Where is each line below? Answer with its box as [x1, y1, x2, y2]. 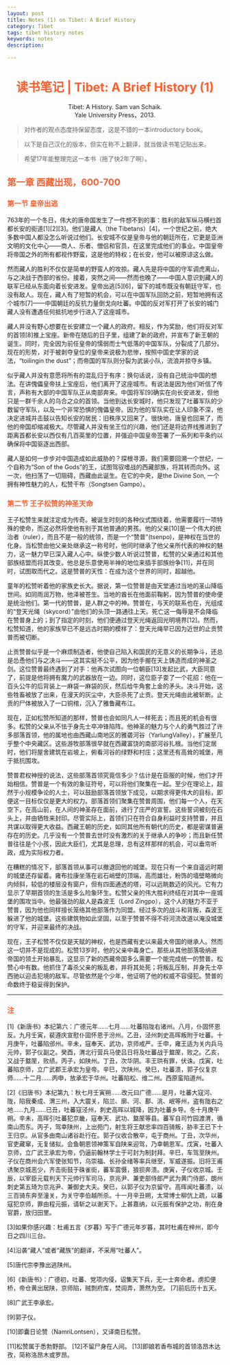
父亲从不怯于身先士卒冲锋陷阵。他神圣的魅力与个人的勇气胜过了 [36, 722, 217, 731]
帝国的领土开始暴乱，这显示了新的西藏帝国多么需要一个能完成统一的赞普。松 [7, 954, 223, 962]
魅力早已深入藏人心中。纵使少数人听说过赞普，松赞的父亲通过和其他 [30, 549, 223, 558]
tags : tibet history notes [7, 29, 84, 36]
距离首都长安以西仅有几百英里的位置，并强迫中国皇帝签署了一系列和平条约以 [7, 431, 223, 439]
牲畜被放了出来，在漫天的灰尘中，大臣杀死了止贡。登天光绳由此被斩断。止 [12, 690, 223, 698]
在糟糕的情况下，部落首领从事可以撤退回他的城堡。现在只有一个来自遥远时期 [7, 862, 223, 871]
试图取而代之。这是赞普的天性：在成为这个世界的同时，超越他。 [18, 567, 199, 575]
